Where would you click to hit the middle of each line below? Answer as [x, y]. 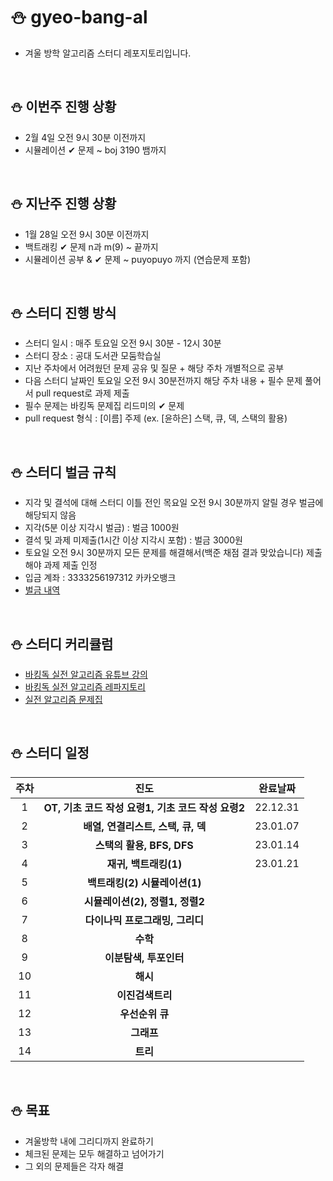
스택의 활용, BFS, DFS [144, 845]
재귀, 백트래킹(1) [144, 864]
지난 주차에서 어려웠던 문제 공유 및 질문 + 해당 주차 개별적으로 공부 [154, 368]
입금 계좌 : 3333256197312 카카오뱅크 [100, 578]
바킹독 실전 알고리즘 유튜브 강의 [86, 674]
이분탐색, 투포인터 [144, 957]
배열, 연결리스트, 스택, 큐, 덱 [145, 826]
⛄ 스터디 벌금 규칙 [63, 472]
